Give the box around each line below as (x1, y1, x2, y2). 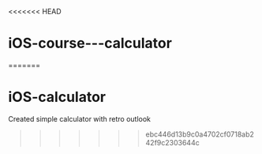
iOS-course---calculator (8, 35, 172, 52)
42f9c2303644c (145, 137, 200, 147)
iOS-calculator (8, 88, 107, 106)
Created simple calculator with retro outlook (8, 114, 152, 123)
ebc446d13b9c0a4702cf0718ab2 (145, 130, 255, 139)
